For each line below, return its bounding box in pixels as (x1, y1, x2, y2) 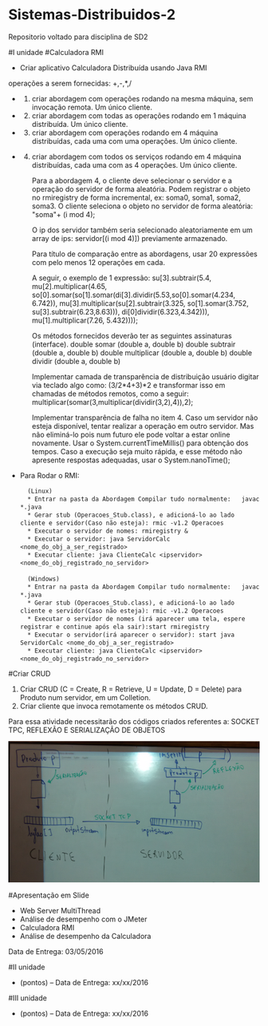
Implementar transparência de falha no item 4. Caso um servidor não (31, 413, 258, 422)
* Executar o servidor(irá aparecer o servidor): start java (27, 631, 235, 639)
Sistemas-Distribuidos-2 (8, 6, 176, 24)
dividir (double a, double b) (31, 356, 121, 366)
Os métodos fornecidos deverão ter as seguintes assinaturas (31, 331, 233, 340)
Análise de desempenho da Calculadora (19, 932, 152, 941)
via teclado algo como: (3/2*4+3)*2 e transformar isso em (31, 380, 226, 390)
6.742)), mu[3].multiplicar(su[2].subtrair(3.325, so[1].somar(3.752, (31, 298, 249, 308)
